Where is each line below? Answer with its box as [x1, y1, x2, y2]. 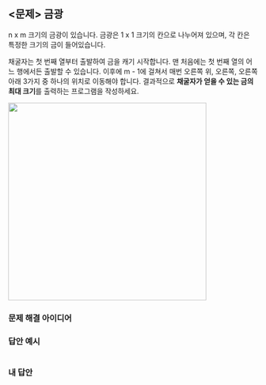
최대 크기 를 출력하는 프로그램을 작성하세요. [8, 86, 139, 96]
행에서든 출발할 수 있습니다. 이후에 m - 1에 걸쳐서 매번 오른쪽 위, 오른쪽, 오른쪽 [16, 66, 258, 76]
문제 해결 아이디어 [8, 312, 73, 323]
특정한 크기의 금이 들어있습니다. [8, 40, 106, 49]
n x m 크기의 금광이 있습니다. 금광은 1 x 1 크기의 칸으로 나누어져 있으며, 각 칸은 [8, 30, 250, 40]
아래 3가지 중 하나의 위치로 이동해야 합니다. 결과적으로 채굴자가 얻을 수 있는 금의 [8, 76, 254, 85]
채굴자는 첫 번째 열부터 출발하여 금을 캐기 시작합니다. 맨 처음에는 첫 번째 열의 [8, 56, 245, 66]
